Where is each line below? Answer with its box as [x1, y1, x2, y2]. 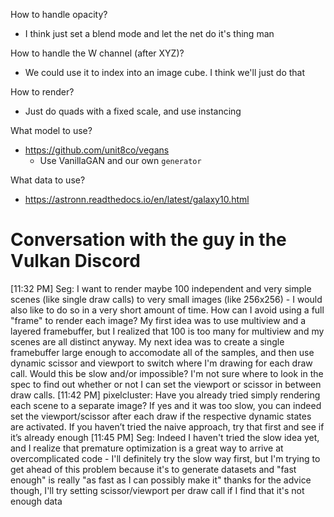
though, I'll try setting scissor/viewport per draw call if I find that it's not [10, 484, 305, 496]
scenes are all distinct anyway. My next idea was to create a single [10, 335, 285, 348]
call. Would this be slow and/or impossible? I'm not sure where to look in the [10, 367, 324, 379]
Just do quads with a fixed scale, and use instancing [24, 105, 242, 117]
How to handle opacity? [10, 9, 108, 20]
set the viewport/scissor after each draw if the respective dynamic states [10, 410, 312, 422]
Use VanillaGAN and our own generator [39, 155, 202, 166]
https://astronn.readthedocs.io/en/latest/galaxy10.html [24, 194, 250, 205]
